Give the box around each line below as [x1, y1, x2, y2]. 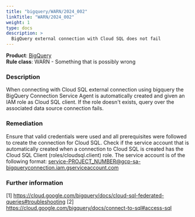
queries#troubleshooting [6, 198, 66, 205]
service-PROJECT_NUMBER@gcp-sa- [48, 158, 141, 165]
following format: [6, 158, 47, 165]
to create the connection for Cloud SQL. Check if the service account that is [6, 139, 189, 146]
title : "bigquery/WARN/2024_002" [6, 8, 88, 15]
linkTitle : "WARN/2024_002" [6, 14, 75, 20]
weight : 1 [6, 19, 30, 25]
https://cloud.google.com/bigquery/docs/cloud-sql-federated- [13, 192, 165, 199]
